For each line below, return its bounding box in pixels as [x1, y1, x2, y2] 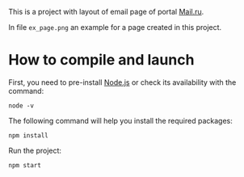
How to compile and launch [8, 51, 195, 70]
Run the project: [8, 145, 62, 155]
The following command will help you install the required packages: [8, 116, 233, 125]
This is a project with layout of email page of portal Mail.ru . [8, 7, 204, 16]
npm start [8, 161, 42, 169]
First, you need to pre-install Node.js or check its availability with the [8, 77, 237, 87]
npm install [8, 131, 48, 140]
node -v [8, 101, 35, 110]
